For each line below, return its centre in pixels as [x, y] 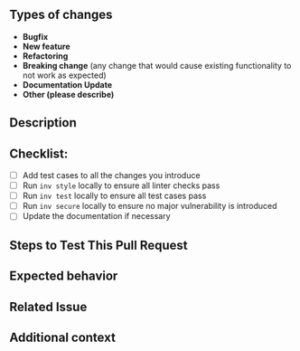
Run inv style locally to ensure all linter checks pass [121, 185]
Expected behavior [64, 276]
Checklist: [39, 153]
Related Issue [48, 307]
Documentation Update [67, 84]
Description [43, 123]
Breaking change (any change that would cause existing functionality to [157, 65]
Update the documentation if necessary [96, 216]
